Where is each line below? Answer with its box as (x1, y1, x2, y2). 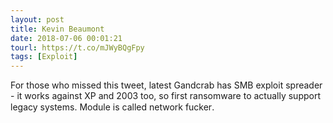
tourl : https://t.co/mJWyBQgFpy (10, 42, 145, 53)
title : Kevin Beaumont (10, 24, 105, 34)
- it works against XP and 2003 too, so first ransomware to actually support (10, 90, 321, 102)
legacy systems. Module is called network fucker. (10, 101, 215, 113)
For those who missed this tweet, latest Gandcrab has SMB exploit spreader (10, 79, 323, 91)
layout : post (10, 14, 65, 25)
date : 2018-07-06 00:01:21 (10, 33, 123, 43)
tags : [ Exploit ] (10, 52, 78, 62)
